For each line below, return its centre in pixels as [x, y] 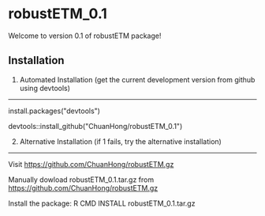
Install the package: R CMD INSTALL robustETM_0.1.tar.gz [102, 203]
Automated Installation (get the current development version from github [137, 79]
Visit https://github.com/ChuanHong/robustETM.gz [91, 164]
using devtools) [45, 88]
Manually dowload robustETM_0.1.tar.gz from [81, 180]
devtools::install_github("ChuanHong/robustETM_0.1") [95, 126]
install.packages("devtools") [54, 111]
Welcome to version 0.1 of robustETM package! [85, 36]
